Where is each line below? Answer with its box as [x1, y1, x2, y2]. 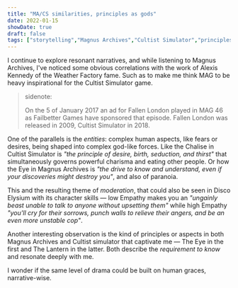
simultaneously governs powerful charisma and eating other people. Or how [7, 157, 229, 166]
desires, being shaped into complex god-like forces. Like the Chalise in [7, 142, 215, 151]
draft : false [7, 30, 46, 38]
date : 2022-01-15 [7, 17, 59, 24]
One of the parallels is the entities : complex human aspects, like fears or [7, 135, 218, 144]
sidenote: [24, 93, 52, 101]
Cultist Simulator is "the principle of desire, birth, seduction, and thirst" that [7, 150, 227, 159]
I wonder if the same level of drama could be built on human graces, [7, 266, 207, 275]
